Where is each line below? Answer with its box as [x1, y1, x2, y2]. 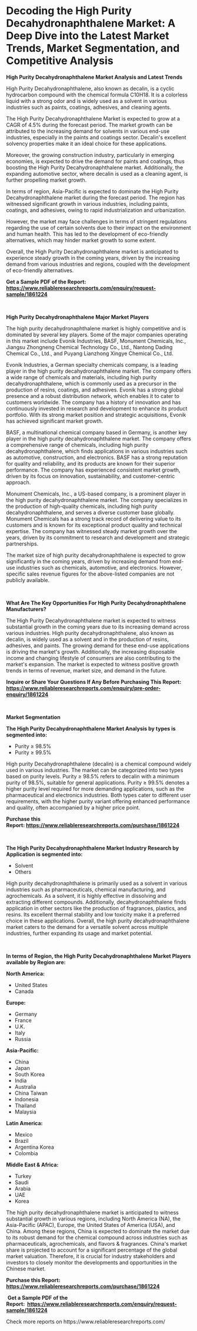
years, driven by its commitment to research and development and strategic [6, 534, 190, 541]
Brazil [14, 1137, 29, 1144]
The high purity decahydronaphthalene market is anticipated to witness [6, 1209, 179, 1216]
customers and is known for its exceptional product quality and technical [6, 521, 182, 529]
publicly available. [6, 576, 50, 583]
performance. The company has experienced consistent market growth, [6, 466, 181, 473]
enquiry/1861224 [6, 691, 49, 698]
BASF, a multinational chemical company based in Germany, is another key [6, 429, 188, 436]
